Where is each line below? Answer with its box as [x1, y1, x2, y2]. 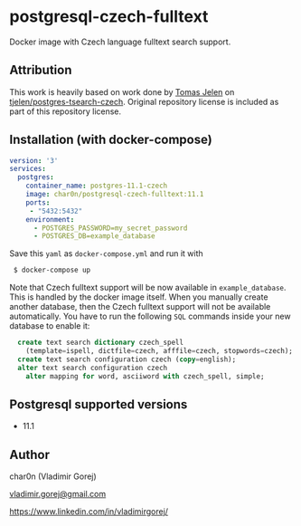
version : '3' [9, 156, 59, 165]
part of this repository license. [9, 106, 122, 117]
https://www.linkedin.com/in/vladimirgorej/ [9, 506, 169, 517]
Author [9, 446, 50, 463]
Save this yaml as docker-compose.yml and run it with [9, 248, 203, 259]
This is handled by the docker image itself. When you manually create [9, 292, 268, 302]
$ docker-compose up [13, 265, 91, 275]
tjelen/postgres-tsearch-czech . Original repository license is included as [9, 96, 279, 107]
